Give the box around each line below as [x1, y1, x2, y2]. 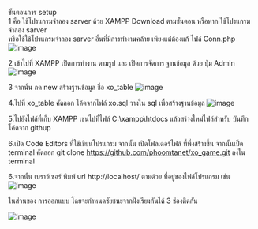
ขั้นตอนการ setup [8, 8, 58, 17]
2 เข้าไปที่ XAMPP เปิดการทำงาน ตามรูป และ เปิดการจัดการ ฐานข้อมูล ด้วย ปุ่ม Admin [8, 58, 235, 67]
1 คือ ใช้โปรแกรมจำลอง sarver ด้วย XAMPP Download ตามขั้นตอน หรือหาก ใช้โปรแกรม [8, 17, 251, 25]
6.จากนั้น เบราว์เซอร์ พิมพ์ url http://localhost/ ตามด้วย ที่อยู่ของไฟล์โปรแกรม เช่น [8, 172, 230, 181]
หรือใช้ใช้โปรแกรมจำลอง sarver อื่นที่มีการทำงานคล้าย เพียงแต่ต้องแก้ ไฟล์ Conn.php [8, 34, 236, 43]
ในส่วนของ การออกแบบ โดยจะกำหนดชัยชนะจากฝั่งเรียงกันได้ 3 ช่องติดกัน [8, 196, 199, 205]
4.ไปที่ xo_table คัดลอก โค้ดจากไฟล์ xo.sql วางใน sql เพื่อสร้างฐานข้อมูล [8, 99, 205, 107]
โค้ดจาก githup [8, 123, 51, 132]
